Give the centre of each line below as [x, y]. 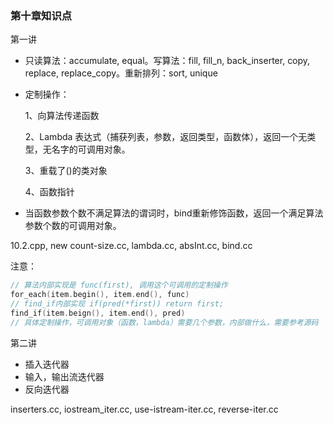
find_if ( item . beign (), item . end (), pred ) [98, 313]
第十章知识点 [41, 15]
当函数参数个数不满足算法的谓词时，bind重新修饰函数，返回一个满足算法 [174, 213]
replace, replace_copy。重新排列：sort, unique [121, 73]
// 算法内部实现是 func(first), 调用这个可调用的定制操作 [119, 285]
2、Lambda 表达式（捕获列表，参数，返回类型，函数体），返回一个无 [166, 137]
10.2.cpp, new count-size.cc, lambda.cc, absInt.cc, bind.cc [131, 246]
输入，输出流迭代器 [64, 376]
